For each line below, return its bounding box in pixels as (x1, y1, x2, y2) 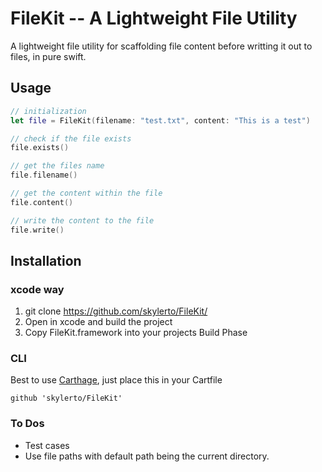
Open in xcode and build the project (24, 316, 173, 328)
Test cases (24, 439, 70, 451)
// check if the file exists (10, 133, 132, 144)
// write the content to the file (10, 215, 155, 226)
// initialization (10, 106, 87, 116)
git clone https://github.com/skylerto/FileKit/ (24, 305, 208, 317)
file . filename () (10, 170, 78, 181)
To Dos (10, 417, 45, 431)
